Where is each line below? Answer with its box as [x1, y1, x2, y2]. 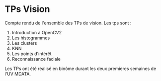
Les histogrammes [11, 35, 50, 41]
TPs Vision [4, 3, 50, 15]
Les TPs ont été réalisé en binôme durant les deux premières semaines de [4, 66, 157, 72]
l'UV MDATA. [4, 71, 31, 77]
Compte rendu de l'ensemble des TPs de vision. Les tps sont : [4, 20, 132, 26]
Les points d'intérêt [11, 51, 52, 57]
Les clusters [11, 40, 37, 46]
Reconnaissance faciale [11, 56, 61, 62]
